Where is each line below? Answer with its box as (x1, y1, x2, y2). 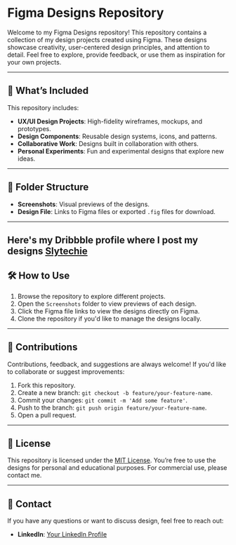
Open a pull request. (17, 410, 77, 419)
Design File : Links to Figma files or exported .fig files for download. (17, 207, 216, 215)
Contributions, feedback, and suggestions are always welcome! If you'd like (7, 360, 227, 368)
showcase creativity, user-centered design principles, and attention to (7, 43, 210, 51)
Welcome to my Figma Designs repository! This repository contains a (7, 28, 207, 36)
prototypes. (17, 124, 51, 133)
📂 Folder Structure (7, 181, 89, 194)
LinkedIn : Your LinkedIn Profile (17, 530, 107, 539)
